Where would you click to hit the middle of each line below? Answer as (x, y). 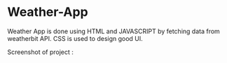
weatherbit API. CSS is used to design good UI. (75, 38)
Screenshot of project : (40, 52)
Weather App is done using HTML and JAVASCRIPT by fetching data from (114, 31)
